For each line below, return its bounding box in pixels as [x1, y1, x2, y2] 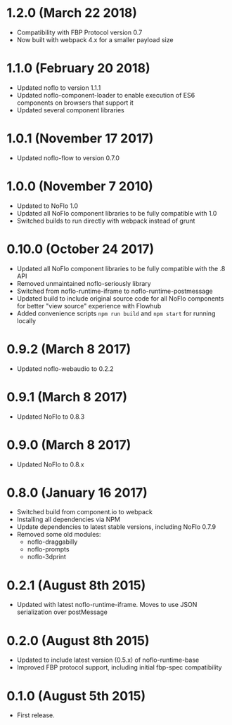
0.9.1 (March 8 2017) [6, 388, 128, 405]
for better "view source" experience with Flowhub [16, 301, 162, 310]
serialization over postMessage [16, 608, 108, 616]
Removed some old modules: [16, 530, 101, 539]
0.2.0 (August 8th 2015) [6, 632, 150, 648]
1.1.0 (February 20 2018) [6, 60, 150, 77]
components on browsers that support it [16, 98, 134, 107]
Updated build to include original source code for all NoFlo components [16, 294, 224, 303]
